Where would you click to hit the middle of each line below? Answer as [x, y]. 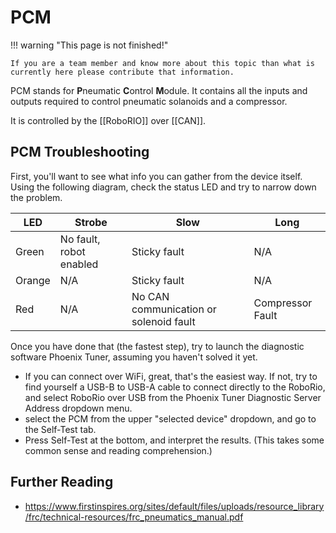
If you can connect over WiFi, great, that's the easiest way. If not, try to [171, 376]
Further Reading [62, 482]
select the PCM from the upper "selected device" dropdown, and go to [170, 418]
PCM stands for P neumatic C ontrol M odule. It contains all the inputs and [159, 90]
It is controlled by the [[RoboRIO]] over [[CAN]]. [108, 120]
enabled [79, 264]
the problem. [36, 197]
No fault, [80, 239]
